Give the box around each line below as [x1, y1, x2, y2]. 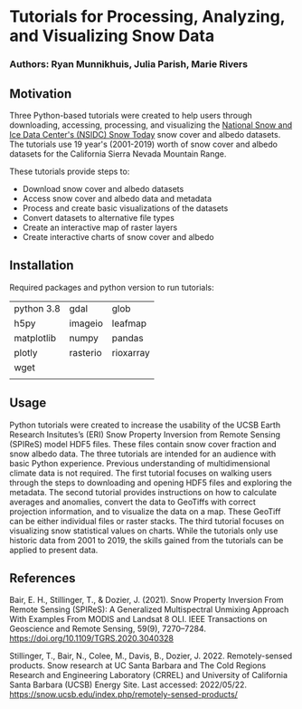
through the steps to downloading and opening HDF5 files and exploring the [9, 477, 292, 488]
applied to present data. [9, 544, 99, 555]
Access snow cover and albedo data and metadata [22, 193, 212, 204]
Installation [9, 258, 74, 273]
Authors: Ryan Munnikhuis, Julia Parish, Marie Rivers [9, 58, 249, 71]
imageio [69, 317, 104, 330]
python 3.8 [14, 302, 61, 314]
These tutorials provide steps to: [9, 166, 130, 177]
